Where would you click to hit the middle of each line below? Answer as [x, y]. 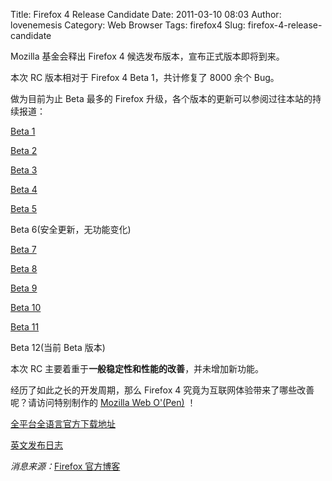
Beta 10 [26, 307]
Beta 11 [25, 327]
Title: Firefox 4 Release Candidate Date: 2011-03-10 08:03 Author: [146, 14]
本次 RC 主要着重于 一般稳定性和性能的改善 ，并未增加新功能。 [137, 368]
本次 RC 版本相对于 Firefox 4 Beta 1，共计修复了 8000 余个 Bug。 [145, 77]
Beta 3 [24, 170]
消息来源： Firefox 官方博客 [65, 466]
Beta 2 [24, 150]
